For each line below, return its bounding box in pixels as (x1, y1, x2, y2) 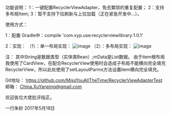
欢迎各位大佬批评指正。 (5, 94, 54, 100)
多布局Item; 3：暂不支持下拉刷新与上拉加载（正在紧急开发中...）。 (5, 11, 142, 17)
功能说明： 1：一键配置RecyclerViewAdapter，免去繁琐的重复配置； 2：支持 (5, 5, 164, 10)
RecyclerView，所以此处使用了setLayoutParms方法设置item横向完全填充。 (5, 66, 162, 72)
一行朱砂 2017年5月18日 (5, 105, 55, 111)
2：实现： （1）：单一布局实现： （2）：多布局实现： (5, 43, 132, 49)
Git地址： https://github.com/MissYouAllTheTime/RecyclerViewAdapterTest (5, 78, 163, 83)
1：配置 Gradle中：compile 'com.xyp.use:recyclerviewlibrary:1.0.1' (5, 32, 144, 38)
